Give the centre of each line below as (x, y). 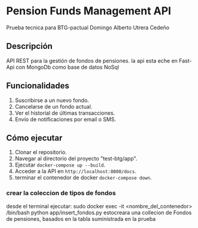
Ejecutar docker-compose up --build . (60, 165)
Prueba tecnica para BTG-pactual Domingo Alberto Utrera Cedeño (88, 27)
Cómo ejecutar (34, 138)
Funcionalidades (38, 86)
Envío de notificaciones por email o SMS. (66, 119)
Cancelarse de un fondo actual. (54, 106)
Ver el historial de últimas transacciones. (65, 113)
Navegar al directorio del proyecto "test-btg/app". (76, 159)
